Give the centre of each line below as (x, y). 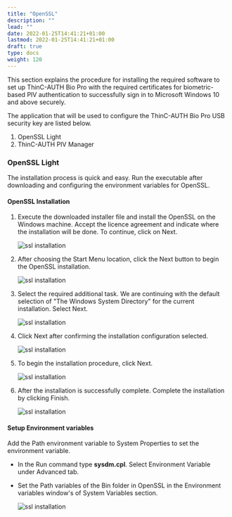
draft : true (25, 46)
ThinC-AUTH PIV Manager (56, 144)
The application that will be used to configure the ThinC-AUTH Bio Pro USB (116, 115)
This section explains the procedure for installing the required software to (114, 79)
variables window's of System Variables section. (88, 493)
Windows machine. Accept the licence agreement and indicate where (118, 224)
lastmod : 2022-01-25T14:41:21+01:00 (61, 40)
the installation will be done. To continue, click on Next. (97, 232)
